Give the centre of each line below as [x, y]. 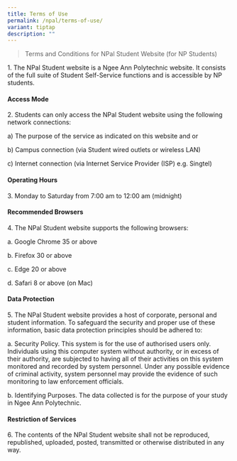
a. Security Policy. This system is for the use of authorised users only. [109, 344]
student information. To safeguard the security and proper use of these [111, 322]
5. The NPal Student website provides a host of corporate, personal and [112, 315]
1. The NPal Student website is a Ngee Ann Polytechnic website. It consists [117, 67]
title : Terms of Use [38, 14]
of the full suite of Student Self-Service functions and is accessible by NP [115, 75]
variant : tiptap [31, 27]
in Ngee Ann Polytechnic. [44, 403]
